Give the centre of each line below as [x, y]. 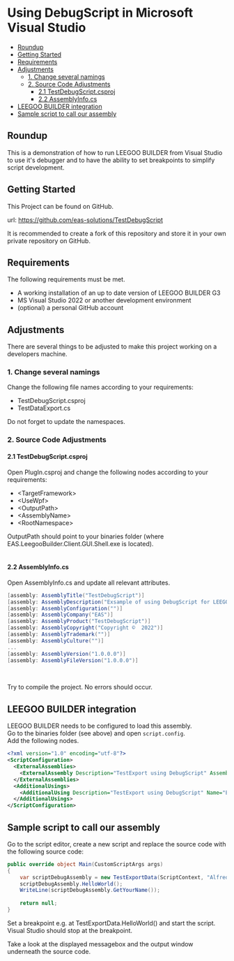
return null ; [39, 903]
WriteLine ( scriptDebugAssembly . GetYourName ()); [90, 890]
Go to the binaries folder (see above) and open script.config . [96, 733]
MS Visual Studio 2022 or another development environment [104, 300]
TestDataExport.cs [44, 408]
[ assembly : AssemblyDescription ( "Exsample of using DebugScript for [109, 602]
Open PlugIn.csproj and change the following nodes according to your [108, 472]
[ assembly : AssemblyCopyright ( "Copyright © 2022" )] [85, 628]
